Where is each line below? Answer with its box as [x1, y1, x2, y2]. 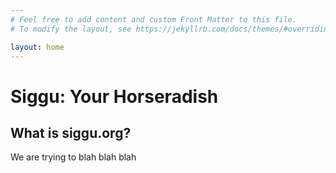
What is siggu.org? [10, 124, 132, 141]
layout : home [10, 42, 65, 52]
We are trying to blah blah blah [10, 151, 137, 163]
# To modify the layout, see [10, 24, 132, 34]
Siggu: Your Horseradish [10, 85, 219, 108]
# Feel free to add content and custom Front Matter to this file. [10, 14, 298, 25]
